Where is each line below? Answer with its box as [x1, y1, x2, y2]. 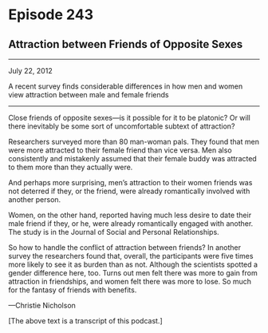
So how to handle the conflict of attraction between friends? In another [8, 243, 242, 252]
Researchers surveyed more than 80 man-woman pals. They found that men [8, 137, 259, 146]
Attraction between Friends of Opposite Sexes [8, 38, 243, 51]
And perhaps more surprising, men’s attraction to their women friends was [8, 178, 253, 187]
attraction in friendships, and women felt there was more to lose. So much [8, 277, 252, 286]
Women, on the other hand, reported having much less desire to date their [8, 210, 252, 220]
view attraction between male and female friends [8, 90, 169, 99]
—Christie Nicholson [8, 301, 76, 310]
